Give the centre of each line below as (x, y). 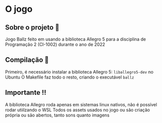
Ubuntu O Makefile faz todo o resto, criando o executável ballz (70, 77)
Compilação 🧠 (27, 60)
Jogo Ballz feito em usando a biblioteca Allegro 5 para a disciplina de (76, 39)
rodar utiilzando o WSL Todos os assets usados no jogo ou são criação (78, 110)
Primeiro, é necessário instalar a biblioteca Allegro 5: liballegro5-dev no (79, 72)
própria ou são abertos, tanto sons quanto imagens (57, 115)
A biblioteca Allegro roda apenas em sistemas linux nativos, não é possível (81, 104)
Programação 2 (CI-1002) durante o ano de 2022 (55, 44)
